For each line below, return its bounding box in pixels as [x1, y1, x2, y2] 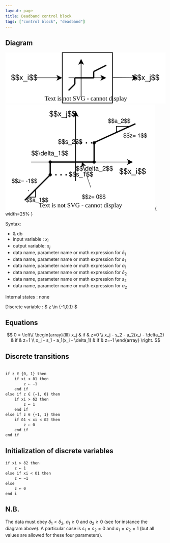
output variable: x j [12, 243, 51, 250]
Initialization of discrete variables [5, 447, 114, 455]
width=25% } [5, 211, 33, 217]
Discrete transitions [5, 352, 70, 361]
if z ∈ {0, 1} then [5, 372, 47, 377]
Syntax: [5, 221, 21, 227]
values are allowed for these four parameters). [5, 532, 103, 538]
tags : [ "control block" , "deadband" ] [5, 19, 86, 24]
